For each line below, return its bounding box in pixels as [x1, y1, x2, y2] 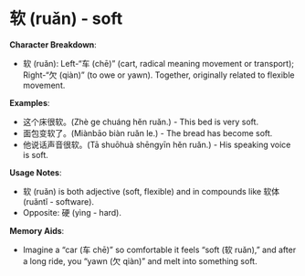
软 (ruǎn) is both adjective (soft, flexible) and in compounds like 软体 [22, 186, 280, 196]
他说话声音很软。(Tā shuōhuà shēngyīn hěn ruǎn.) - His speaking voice [22, 139, 291, 150]
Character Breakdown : [9, 38, 98, 50]
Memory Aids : [9, 225, 65, 236]
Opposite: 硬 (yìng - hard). [22, 207, 121, 218]
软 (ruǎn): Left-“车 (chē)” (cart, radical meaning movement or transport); [22, 58, 295, 69]
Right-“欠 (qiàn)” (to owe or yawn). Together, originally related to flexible [22, 69, 295, 80]
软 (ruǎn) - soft [9, 8, 123, 29]
